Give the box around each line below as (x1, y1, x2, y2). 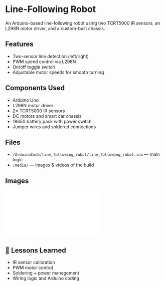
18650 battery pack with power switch (12, 118, 92, 124)
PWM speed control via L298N (12, 59, 76, 65)
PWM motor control (12, 264, 53, 270)
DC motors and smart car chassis (12, 113, 82, 119)
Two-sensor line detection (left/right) (12, 53, 89, 59)
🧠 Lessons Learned (5, 246, 66, 254)
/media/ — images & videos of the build (12, 162, 94, 168)
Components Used (5, 84, 65, 92)
